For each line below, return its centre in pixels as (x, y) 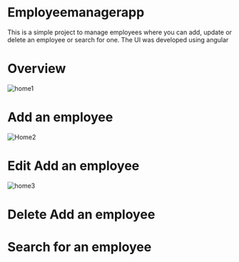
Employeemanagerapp (76, 12)
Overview (37, 69)
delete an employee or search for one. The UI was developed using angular (118, 39)
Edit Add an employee (73, 166)
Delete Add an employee (81, 214)
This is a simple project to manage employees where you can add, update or (120, 32)
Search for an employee (80, 247)
